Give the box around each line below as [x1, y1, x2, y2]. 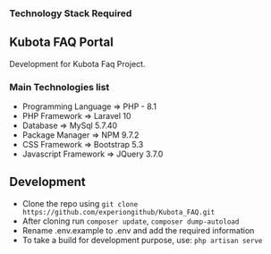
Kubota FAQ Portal [9, 35, 114, 50]
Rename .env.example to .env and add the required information [21, 224, 255, 235]
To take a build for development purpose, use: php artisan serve [21, 234, 263, 245]
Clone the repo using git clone [21, 198, 139, 208]
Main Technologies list [9, 80, 110, 93]
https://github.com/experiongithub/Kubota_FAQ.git [21, 207, 216, 216]
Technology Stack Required [9, 7, 132, 20]
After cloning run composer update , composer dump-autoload [21, 216, 240, 226]
